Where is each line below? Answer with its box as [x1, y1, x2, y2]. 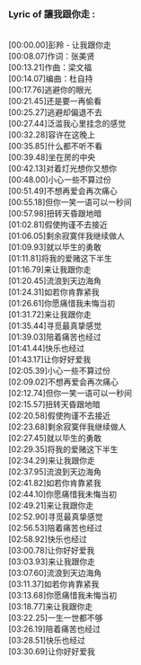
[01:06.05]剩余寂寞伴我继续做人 [8, 231, 125, 242]
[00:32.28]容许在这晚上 [8, 129, 96, 140]
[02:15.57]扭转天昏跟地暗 [8, 399, 101, 410]
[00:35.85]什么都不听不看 [8, 141, 103, 152]
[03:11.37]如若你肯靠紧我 [8, 579, 100, 590]
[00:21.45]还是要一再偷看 [8, 96, 102, 107]
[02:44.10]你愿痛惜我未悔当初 [8, 489, 118, 500]
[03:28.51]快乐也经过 [8, 635, 86, 646]
